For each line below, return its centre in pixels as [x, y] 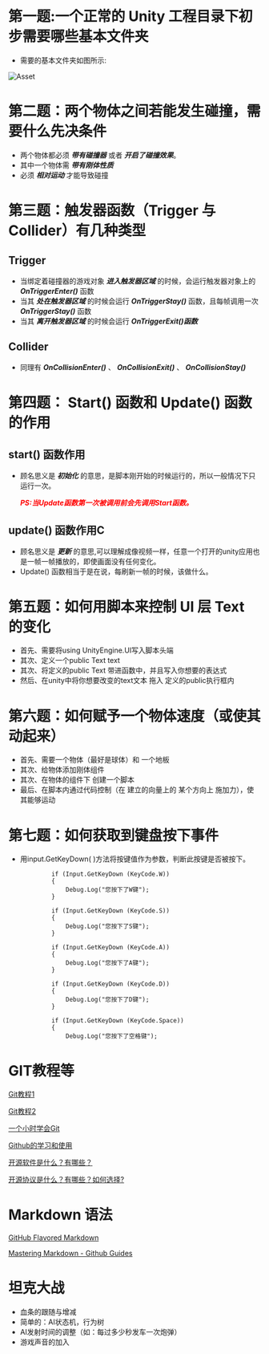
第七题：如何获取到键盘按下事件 [114, 835]
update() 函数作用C [57, 531]
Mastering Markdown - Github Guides [70, 1254]
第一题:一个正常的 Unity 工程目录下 [123, 16]
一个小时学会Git [34, 1128]
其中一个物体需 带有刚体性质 [66, 165]
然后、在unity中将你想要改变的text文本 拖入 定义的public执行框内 [127, 681]
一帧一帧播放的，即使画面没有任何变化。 [94, 561]
